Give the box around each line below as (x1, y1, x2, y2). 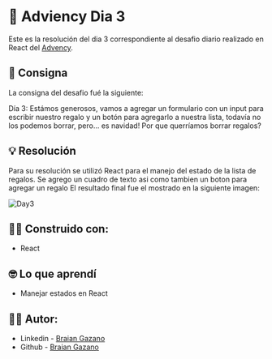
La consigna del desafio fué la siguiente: (8, 88, 144, 97)
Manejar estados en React (19, 288, 108, 298)
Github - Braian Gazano (19, 342, 99, 352)
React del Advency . (8, 42, 73, 52)
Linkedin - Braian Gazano (19, 334, 106, 343)
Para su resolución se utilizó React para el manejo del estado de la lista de (8, 165, 257, 175)
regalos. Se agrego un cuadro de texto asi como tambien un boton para (8, 174, 248, 184)
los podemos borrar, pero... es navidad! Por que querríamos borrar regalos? (8, 121, 261, 130)
